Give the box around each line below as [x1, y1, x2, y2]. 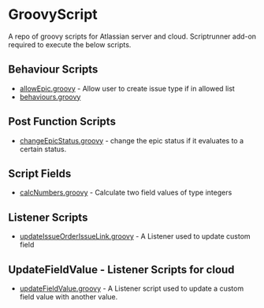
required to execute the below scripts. [8, 39, 132, 49]
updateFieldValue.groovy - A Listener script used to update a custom [19, 284, 244, 293]
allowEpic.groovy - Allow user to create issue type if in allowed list [19, 83, 235, 93]
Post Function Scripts [8, 115, 117, 128]
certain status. [19, 144, 67, 154]
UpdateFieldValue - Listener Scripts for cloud [8, 262, 235, 276]
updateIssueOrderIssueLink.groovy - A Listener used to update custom [19, 232, 251, 241]
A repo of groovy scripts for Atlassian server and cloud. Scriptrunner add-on [8, 32, 257, 41]
